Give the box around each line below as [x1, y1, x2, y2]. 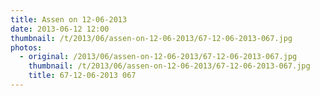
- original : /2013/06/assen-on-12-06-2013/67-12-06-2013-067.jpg [19, 52, 298, 62]
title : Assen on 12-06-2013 [10, 14, 128, 25]
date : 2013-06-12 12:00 [10, 24, 110, 34]
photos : [10, 42, 43, 53]
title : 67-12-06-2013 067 [28, 71, 137, 81]
